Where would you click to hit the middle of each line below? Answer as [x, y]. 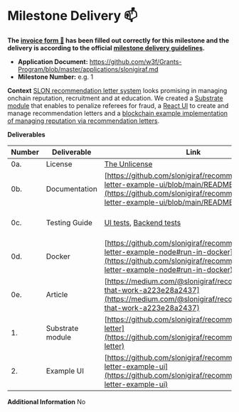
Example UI [65, 371]
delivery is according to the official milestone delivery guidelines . [106, 48]
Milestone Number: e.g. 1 [55, 77]
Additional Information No [47, 401]
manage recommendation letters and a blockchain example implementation [118, 113]
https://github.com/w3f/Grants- [136, 61]
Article [57, 294]
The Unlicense [128, 164]
